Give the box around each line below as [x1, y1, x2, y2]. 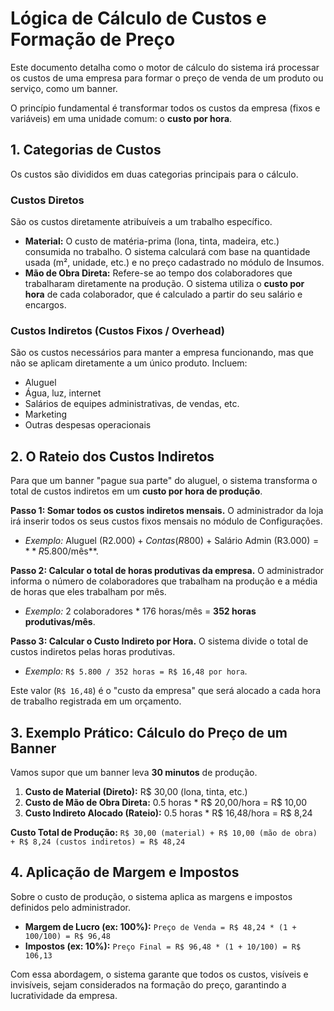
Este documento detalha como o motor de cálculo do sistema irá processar [10, 61, 320, 73]
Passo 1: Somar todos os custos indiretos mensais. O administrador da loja [10, 505, 324, 517]
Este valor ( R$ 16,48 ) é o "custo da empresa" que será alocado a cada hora [10, 685, 321, 697]
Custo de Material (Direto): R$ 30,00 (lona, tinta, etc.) [24, 785, 248, 797]
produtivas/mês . [24, 616, 96, 628]
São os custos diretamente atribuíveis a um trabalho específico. [10, 216, 273, 228]
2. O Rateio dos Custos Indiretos [10, 448, 215, 465]
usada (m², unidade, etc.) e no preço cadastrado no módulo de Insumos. [24, 257, 325, 269]
